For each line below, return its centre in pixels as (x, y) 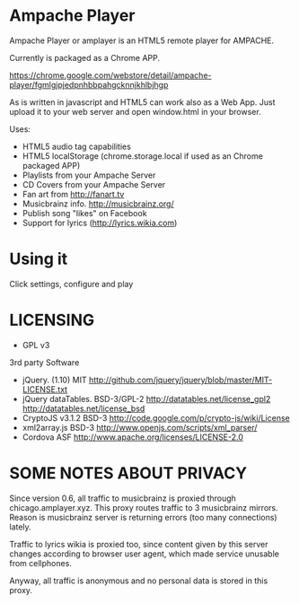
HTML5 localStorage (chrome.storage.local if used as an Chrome (142, 156)
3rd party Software (44, 362)
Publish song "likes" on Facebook (84, 213)
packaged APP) (51, 165)
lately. (20, 527)
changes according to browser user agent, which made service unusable (145, 554)
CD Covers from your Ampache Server (94, 184)
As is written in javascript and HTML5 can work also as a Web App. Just (142, 102)
